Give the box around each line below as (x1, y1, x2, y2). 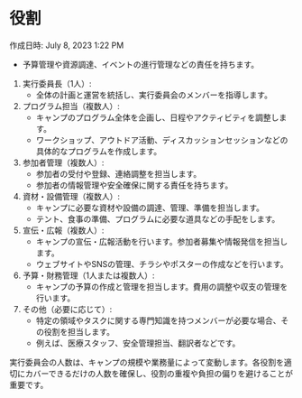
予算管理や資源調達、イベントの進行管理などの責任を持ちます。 (22, 59, 260, 69)
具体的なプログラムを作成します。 (35, 145, 162, 156)
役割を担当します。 (43, 326, 115, 337)
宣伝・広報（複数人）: (22, 225, 105, 236)
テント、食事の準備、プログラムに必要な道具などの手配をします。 (35, 213, 280, 224)
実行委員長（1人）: (22, 78, 92, 88)
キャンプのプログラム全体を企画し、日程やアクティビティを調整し (35, 112, 279, 123)
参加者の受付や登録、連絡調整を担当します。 (35, 168, 202, 179)
